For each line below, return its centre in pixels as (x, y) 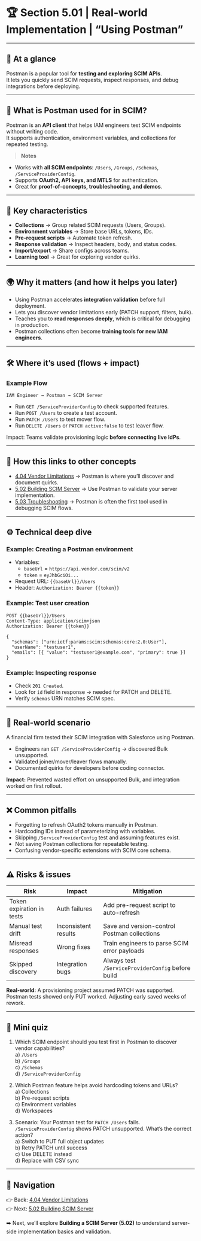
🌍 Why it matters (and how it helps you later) (92, 282)
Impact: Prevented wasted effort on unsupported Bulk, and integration (93, 779)
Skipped (21, 964)
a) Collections (32, 1092)
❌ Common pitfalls (41, 810)
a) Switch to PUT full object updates (59, 1142)
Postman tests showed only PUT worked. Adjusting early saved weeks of (96, 997)
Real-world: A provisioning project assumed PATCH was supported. (90, 990)
